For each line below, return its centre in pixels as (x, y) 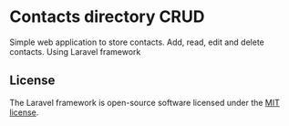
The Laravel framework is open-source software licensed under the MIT (145, 102)
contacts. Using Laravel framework (75, 51)
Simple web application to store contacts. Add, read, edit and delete (137, 42)
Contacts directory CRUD (107, 17)
